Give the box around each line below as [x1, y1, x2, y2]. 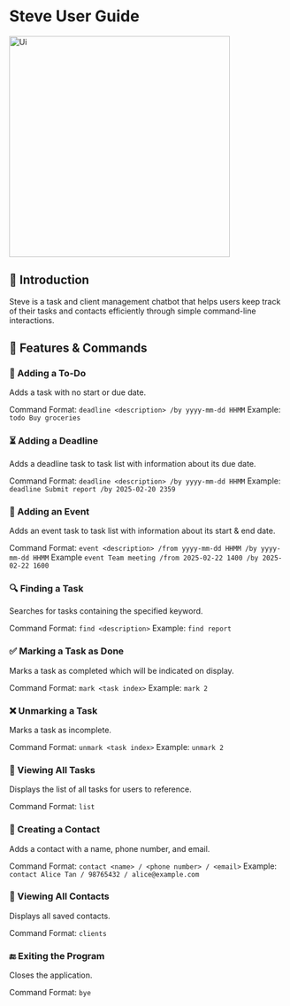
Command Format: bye [9, 987, 91, 998]
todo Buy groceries [9, 414, 81, 422]
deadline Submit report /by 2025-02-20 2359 [9, 484, 176, 493]
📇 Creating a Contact [9, 824, 101, 836]
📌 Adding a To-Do [9, 368, 87, 380]
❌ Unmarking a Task [9, 704, 98, 716]
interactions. [9, 314, 55, 325]
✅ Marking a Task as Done [9, 645, 125, 657]
